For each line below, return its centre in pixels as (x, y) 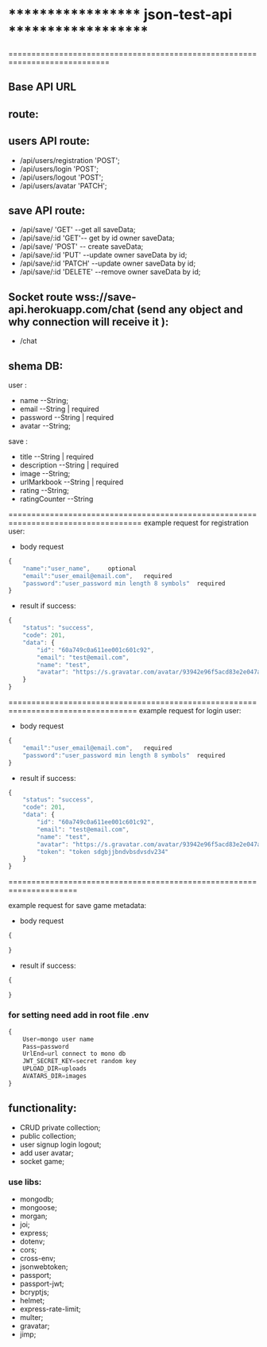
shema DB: (36, 366)
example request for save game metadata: (77, 906)
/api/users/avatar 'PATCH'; (63, 185)
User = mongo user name (58, 1039)
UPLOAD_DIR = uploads (55, 1069)
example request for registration (196, 522)
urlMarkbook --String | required (72, 482)
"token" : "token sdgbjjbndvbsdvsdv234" (103, 852)
